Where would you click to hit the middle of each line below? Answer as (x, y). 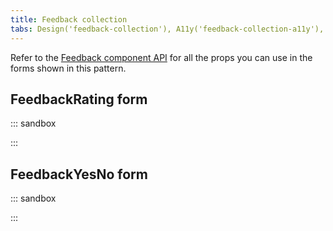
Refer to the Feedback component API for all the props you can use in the (161, 57)
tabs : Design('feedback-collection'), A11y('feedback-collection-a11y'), (167, 29)
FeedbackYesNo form (79, 174)
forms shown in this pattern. (68, 68)
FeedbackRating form (79, 99)
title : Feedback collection (69, 19)
